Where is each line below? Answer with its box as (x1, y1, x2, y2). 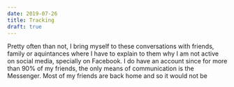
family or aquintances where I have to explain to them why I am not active (7, 49, 219, 58)
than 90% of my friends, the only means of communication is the (7, 64, 194, 73)
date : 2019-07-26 (7, 10, 58, 17)
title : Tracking (7, 17, 54, 24)
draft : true (7, 23, 42, 30)
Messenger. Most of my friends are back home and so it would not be (7, 72, 207, 80)
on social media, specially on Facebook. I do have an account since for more (7, 57, 228, 65)
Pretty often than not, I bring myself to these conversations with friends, (7, 42, 214, 51)
